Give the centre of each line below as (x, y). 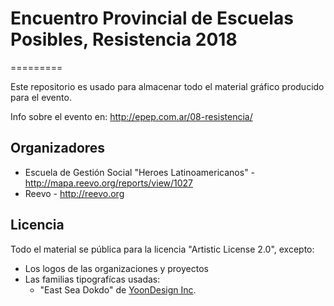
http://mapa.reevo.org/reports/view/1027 (109, 183)
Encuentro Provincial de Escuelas (152, 18)
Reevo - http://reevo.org (74, 193)
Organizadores (58, 148)
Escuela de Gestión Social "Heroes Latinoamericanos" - (140, 172)
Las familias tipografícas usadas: (92, 279)
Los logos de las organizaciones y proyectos (116, 268)
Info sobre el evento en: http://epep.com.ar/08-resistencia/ (131, 116)
